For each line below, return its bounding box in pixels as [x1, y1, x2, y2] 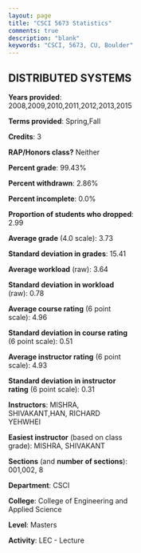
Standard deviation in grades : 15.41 [8, 249, 126, 258]
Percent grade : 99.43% [8, 162, 87, 172]
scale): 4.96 [8, 312, 48, 322]
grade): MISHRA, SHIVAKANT [8, 441, 105, 451]
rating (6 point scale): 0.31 [8, 384, 96, 394]
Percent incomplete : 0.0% [8, 194, 96, 203]
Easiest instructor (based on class [8, 432, 123, 442]
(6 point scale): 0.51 [8, 336, 73, 346]
